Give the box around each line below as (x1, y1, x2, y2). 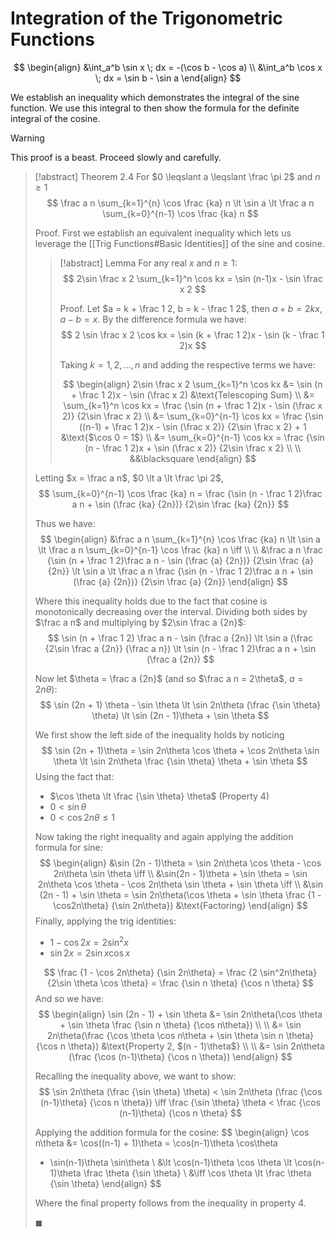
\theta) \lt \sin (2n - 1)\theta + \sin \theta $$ (91, 709, 270, 721)
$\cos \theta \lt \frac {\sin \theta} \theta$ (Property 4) (49, 790, 270, 802)
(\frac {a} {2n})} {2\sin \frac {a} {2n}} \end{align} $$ (73, 575, 288, 587)
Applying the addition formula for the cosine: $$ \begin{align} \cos (34, 1126, 310, 1138)
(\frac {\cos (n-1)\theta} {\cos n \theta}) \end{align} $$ (68, 1050, 293, 1062)
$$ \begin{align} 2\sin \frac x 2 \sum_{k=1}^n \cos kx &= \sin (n (62, 378, 323, 390)
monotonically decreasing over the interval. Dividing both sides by (34, 605, 308, 617)
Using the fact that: (34, 770, 115, 782)
